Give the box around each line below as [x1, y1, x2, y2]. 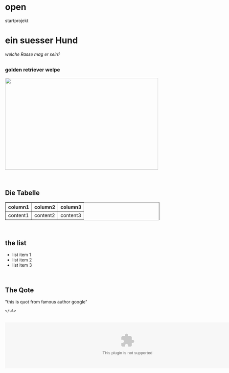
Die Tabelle [5, 189, 40, 197]
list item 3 [12, 262, 32, 268]
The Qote [5, 286, 34, 294]
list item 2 [12, 257, 32, 263]
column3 [60, 204, 82, 210]
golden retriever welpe [5, 67, 60, 73]
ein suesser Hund [5, 35, 78, 46]
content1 [8, 212, 29, 219]
